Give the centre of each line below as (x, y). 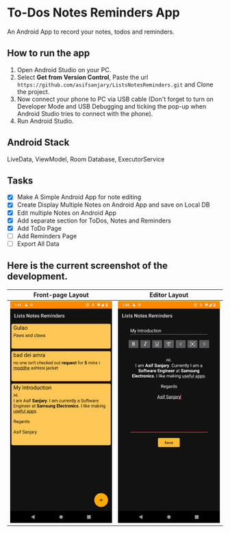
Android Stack (38, 143)
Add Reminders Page (47, 236)
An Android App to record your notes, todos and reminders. (91, 32)
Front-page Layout (61, 295)
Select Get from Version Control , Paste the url (82, 77)
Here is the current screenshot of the (88, 266)
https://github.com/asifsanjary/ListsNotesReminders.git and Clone (115, 84)
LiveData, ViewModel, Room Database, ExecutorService (86, 159)
